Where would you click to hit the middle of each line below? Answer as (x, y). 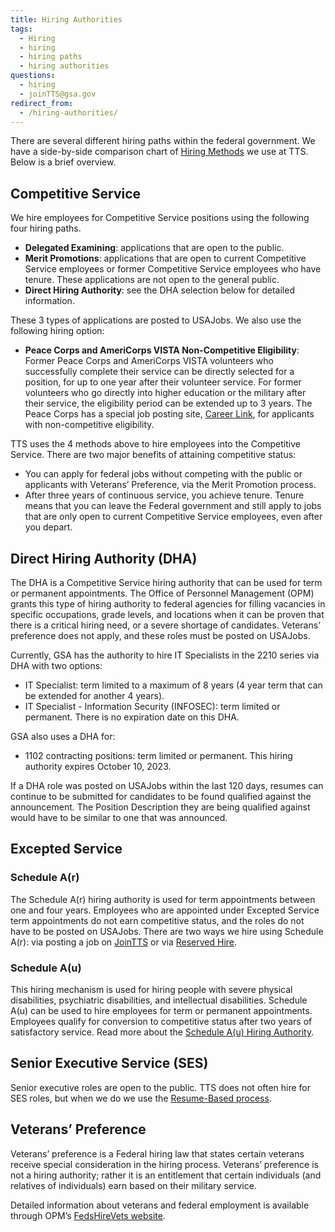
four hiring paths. (46, 228)
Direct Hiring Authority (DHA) (104, 558)
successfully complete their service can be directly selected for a (159, 372)
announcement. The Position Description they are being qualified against (160, 807)
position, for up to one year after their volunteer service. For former (163, 382)
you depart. (48, 527)
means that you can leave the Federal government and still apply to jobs (173, 506)
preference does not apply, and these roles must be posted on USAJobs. (160, 635)
